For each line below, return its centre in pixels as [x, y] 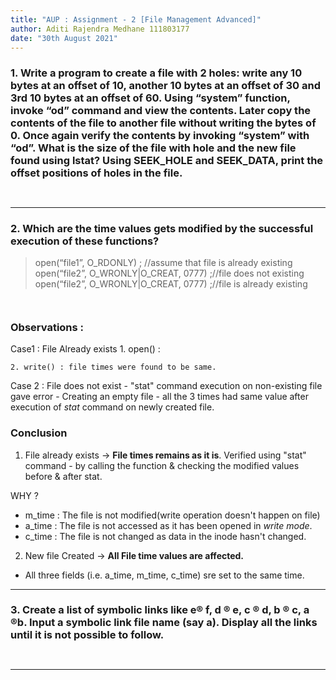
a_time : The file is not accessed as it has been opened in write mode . [168, 525]
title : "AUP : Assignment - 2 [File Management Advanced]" [136, 19]
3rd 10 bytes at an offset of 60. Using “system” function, [150, 98]
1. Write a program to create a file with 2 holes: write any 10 [156, 73]
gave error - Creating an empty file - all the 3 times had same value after [159, 397]
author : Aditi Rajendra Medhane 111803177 [100, 29]
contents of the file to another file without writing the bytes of [163, 123]
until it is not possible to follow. [87, 635]
